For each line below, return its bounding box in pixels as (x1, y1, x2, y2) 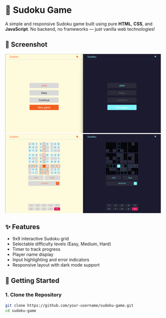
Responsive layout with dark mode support (12, 262, 100, 268)
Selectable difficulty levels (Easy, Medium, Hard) (12, 241, 111, 247)
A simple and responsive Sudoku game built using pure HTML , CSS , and (5, 21, 153, 27)
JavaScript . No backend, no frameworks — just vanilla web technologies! (5, 26, 155, 32)
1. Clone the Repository (5, 291, 62, 298)
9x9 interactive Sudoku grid (12, 236, 69, 242)
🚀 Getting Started (5, 276, 60, 285)
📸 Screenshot (5, 41, 48, 49)
